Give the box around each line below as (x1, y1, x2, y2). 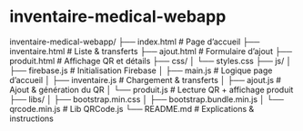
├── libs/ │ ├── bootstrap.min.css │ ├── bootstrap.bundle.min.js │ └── (9, 93, 285, 105)
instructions (9, 113, 55, 124)
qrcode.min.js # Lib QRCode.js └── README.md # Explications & (9, 103, 255, 114)
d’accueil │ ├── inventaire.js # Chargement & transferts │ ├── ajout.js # (9, 74, 282, 85)
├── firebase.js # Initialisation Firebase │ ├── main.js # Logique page (9, 65, 273, 76)
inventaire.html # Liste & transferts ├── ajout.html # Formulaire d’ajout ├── (9, 45, 293, 56)
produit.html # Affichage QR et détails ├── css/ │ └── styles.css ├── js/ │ (9, 55, 292, 66)
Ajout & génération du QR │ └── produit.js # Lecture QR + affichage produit (9, 84, 294, 95)
